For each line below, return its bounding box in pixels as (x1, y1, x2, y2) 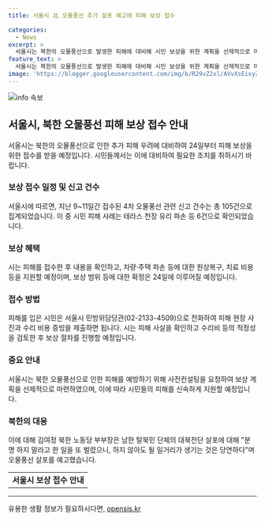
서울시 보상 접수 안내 (12, 475, 84, 486)
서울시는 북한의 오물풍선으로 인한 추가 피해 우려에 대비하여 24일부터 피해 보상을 (8, 140, 252, 150)
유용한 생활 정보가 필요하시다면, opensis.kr (8, 504, 141, 514)
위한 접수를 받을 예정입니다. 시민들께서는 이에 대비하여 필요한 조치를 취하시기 (8, 150, 244, 160)
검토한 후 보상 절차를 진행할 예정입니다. (16, 333, 136, 342)
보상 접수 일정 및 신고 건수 (8, 182, 100, 193)
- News (15, 33, 37, 41)
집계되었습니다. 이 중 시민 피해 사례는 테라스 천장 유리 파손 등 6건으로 (8, 211, 221, 221)
